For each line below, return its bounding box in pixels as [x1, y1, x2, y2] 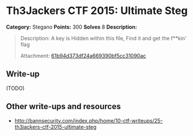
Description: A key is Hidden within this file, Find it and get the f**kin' [20, 34, 187, 41]
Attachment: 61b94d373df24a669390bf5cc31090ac [20, 52, 146, 59]
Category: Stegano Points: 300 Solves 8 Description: [6, 23, 138, 30]
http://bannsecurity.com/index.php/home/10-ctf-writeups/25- [14, 117, 163, 124]
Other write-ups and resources [6, 102, 121, 111]
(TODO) [6, 85, 25, 92]
